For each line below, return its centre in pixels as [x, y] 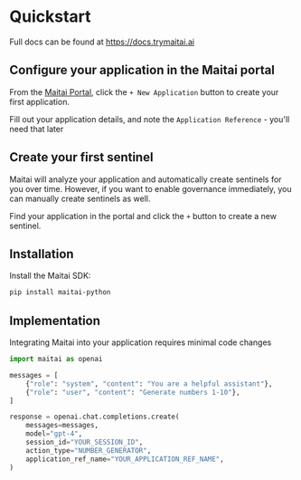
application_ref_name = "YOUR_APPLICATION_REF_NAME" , [125, 459]
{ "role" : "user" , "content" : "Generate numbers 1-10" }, [133, 392]
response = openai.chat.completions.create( [94, 417]
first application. [40, 101]
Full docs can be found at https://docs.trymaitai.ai [102, 42]
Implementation [55, 320]
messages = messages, [62, 426]
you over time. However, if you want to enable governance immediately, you [150, 188]
